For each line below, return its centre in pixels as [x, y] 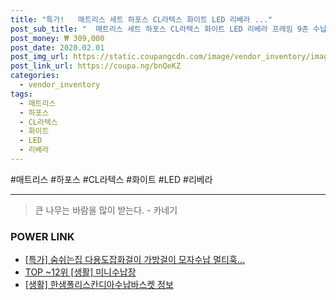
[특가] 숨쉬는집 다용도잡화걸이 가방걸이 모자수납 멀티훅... [134, 260]
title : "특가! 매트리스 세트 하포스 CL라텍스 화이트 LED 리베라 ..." [141, 19]
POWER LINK [42, 236]
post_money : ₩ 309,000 [57, 38]
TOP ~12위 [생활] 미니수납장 [80, 272]
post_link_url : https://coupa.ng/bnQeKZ [96, 66]
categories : [35, 76]
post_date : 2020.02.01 [57, 47]
